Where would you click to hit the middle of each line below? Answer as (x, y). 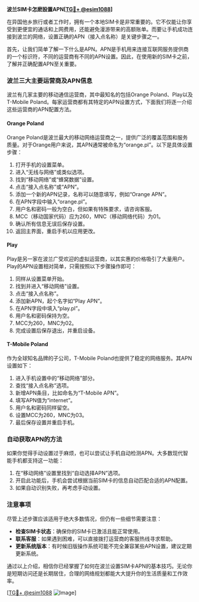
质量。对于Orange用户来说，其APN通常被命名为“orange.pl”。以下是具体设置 (99, 145)
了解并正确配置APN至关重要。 (43, 64)
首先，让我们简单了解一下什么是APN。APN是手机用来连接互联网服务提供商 (98, 49)
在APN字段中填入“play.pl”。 (49, 308)
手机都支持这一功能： (37, 461)
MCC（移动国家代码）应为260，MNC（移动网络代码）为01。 (89, 216)
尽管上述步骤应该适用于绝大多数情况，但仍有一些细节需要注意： (84, 519)
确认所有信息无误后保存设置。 (51, 223)
